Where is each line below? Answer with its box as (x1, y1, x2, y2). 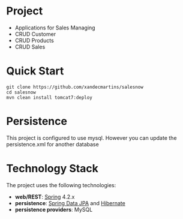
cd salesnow (6, 89, 36, 95)
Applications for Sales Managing (14, 24, 95, 31)
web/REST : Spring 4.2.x (14, 193, 75, 200)
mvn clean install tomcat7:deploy (6, 94, 93, 100)
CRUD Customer (14, 30, 56, 37)
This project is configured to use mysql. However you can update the (6, 134, 177, 142)
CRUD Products (14, 37, 54, 44)
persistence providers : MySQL (14, 206, 93, 213)
